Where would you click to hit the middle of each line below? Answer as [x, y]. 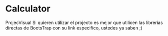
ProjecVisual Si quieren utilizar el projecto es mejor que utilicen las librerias [84, 22]
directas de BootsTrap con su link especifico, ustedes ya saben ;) [74, 27]
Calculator [28, 9]
